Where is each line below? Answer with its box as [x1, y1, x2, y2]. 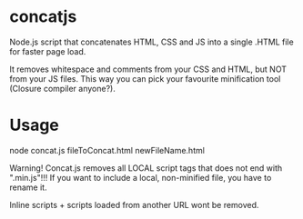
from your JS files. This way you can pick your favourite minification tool [9, 73, 281, 84]
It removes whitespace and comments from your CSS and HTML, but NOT [9, 64, 287, 75]
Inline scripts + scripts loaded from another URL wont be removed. [9, 199, 259, 210]
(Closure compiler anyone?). [9, 83, 116, 94]
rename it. [9, 182, 47, 193]
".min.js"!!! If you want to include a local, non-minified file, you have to [9, 172, 272, 183]
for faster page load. [9, 45, 86, 56]
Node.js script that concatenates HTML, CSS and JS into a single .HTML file [9, 36, 294, 47]
